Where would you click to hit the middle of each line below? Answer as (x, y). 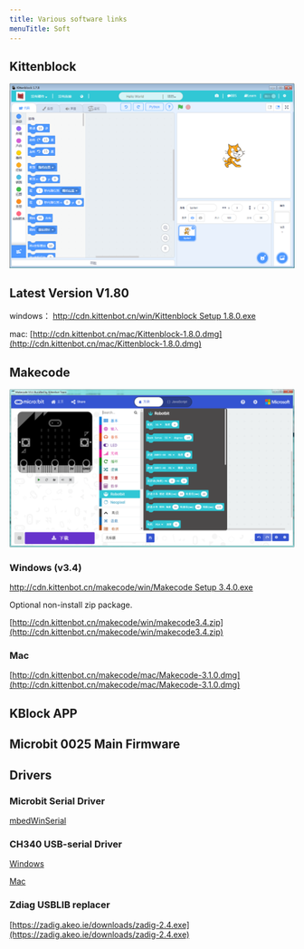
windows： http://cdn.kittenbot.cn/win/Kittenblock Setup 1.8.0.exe (133, 316)
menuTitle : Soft (40, 29)
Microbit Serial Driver (57, 800)
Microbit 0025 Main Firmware (95, 745)
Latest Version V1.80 (69, 293)
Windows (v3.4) (46, 567)
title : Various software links (68, 19)
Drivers (31, 775)
